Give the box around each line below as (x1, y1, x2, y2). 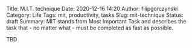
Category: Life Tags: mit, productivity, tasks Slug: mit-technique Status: (6, 11, 184, 19)
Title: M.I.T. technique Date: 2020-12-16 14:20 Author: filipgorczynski (6, 5, 178, 12)
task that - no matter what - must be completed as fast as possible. (6, 24, 174, 31)
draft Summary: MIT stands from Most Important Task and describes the (6, 18, 187, 25)
